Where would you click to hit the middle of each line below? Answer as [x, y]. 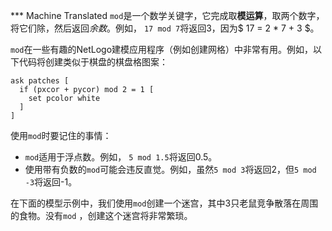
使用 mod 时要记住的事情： [61, 135]
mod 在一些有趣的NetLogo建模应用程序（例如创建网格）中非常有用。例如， [162, 49]
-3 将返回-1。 [51, 182]
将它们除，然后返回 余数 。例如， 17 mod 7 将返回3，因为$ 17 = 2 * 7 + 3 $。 [165, 28]
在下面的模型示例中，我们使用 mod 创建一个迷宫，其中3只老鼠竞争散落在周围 [164, 203]
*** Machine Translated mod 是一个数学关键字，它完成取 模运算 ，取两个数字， [167, 15]
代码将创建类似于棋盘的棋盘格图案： [93, 62]
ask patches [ [40, 81]
